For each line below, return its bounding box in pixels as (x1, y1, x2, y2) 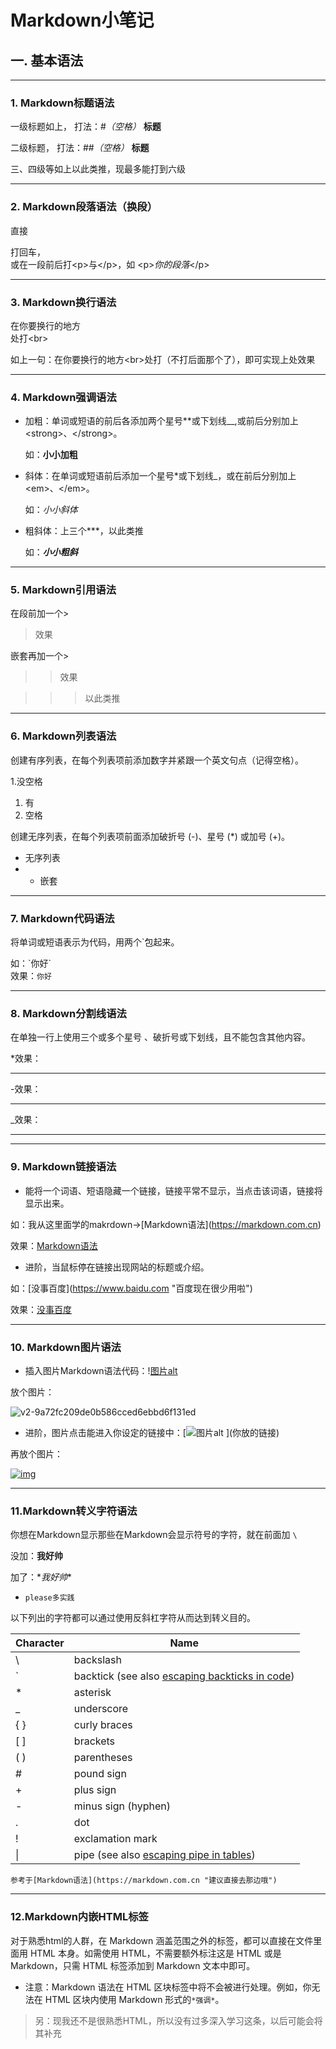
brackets (73, 1734, 116, 1748)
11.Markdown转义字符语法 (10, 1504, 138, 1518)
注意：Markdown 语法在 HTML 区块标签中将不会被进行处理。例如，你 (24, 1981, 312, 1993)
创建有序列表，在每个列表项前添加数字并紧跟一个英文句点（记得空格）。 (10, 754, 304, 766)
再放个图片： (10, 1447, 63, 1460)
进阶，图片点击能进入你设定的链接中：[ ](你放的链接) (24, 1426, 280, 1438)
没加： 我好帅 (10, 1550, 63, 1562)
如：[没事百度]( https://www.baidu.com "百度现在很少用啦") (10, 1282, 253, 1294)
